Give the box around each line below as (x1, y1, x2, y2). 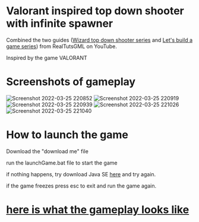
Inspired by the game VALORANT (6, 54, 87, 61)
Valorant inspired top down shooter (6, 4, 184, 18)
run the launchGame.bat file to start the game (6, 159, 118, 166)
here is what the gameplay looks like (6, 203, 189, 216)
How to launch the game (6, 128, 129, 142)
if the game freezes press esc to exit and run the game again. (6, 182, 156, 189)
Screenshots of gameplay (6, 75, 135, 88)
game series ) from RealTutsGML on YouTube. (6, 43, 118, 50)
